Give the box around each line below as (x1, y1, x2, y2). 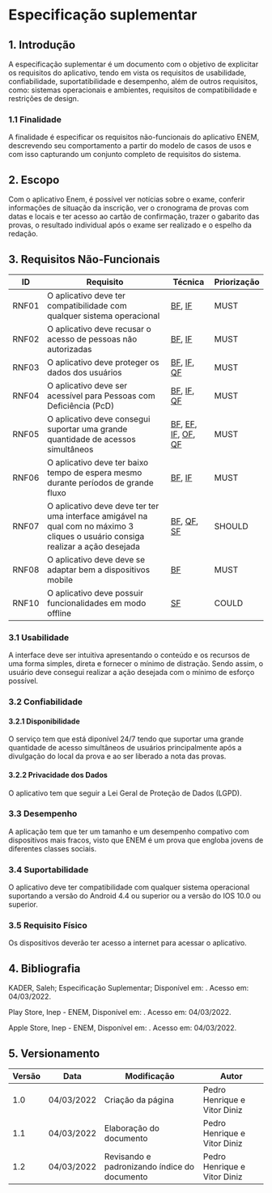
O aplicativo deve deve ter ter (47, 500, 159, 512)
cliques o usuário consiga (47, 530, 145, 541)
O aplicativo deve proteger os (47, 356, 159, 367)
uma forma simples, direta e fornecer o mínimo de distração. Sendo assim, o (8, 659, 264, 669)
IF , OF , (170, 428, 196, 439)
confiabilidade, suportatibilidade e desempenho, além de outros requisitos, (8, 77, 258, 86)
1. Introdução (8, 38, 75, 52)
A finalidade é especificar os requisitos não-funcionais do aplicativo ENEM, (8, 132, 260, 142)
